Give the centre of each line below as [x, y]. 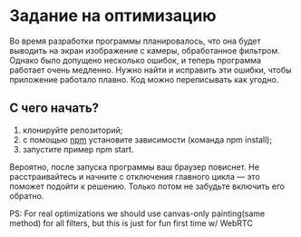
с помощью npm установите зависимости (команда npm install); [147, 139]
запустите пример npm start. [78, 149]
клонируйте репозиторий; [73, 130]
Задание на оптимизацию [113, 16]
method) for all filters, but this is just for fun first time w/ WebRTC [131, 222]
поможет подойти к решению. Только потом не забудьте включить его [147, 186]
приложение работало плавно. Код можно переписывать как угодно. [144, 79]
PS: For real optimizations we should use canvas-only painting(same [137, 213]
